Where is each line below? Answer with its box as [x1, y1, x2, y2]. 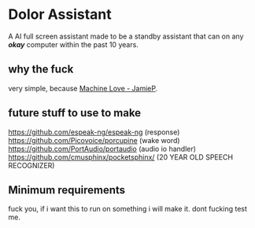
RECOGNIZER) [8, 160, 55, 170]
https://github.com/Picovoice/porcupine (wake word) [8, 135, 180, 145]
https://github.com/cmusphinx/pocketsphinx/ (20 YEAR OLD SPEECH [8, 152, 234, 162]
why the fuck [8, 63, 74, 76]
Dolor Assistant [8, 6, 112, 24]
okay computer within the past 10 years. [8, 39, 139, 49]
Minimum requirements [8, 183, 126, 197]
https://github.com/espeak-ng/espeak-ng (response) [8, 127, 180, 137]
